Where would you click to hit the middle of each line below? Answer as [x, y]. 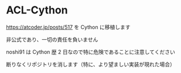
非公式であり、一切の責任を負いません [52, 39]
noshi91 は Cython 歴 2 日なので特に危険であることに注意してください [91, 52]
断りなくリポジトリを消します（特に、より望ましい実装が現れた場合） [91, 64]
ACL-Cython [37, 10]
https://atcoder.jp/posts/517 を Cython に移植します [68, 27]
